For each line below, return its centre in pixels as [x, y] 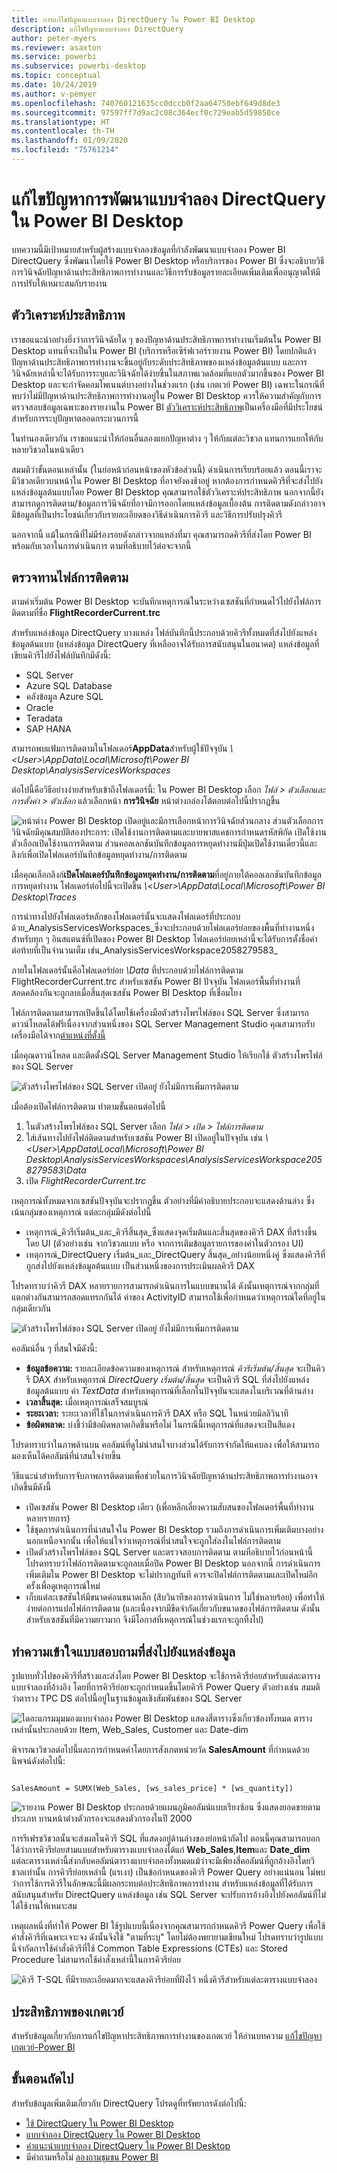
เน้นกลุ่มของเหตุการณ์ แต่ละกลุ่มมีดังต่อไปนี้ [81, 1212]
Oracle [39, 708]
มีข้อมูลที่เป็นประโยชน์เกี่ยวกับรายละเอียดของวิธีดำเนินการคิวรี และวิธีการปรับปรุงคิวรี [147, 514]
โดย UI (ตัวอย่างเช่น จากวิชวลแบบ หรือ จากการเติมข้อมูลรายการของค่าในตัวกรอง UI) [164, 1243]
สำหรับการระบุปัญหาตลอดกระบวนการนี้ [75, 418]
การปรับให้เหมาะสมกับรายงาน [59, 283]
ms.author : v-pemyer [54, 94]
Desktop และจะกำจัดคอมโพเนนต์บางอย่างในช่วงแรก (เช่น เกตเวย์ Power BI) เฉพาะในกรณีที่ [168, 384]
